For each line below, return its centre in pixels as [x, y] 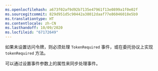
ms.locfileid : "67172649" [32, 32]
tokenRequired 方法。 [27, 53]
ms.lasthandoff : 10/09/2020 [34, 28]
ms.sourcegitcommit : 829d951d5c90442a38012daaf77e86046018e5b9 [72, 14]
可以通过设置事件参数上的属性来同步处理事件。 [53, 63]
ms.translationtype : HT [30, 19]
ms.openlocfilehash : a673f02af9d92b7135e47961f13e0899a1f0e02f [72, 10]
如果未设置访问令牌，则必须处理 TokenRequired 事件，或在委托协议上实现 [79, 47]
